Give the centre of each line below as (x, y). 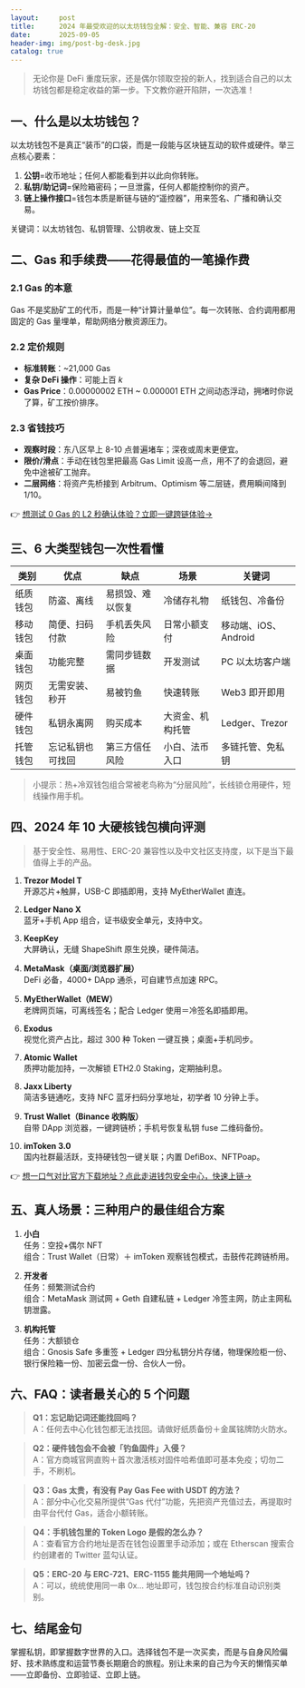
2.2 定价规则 (38, 347)
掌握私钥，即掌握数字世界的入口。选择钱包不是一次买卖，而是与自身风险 (145, 1652)
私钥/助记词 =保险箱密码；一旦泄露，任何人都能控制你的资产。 (138, 186)
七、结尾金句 (46, 1629)
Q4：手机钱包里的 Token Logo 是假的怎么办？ (118, 1532)
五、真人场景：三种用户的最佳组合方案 (117, 1210)
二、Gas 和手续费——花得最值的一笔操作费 (130, 260)
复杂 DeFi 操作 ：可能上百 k (73, 379)
